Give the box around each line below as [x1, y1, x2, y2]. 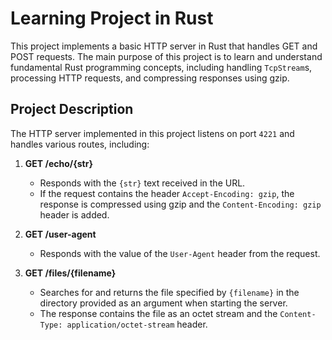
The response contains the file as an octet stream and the [39, 307, 278, 319]
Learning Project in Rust [10, 7, 214, 30]
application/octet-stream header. [66, 318, 208, 330]
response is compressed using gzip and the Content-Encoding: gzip [39, 198, 322, 210]
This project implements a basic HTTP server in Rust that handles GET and [10, 40, 318, 52]
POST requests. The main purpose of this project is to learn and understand [10, 50, 323, 62]
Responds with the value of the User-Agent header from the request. [39, 247, 321, 259]
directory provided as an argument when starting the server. [39, 297, 288, 309]
